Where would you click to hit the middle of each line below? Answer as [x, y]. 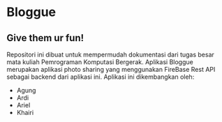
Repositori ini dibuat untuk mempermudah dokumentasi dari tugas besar [110, 54]
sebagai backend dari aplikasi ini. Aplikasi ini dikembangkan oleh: [101, 77]
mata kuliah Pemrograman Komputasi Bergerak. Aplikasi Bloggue [100, 62]
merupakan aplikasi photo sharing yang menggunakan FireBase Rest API [111, 69]
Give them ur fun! [45, 38]
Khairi [25, 113]
